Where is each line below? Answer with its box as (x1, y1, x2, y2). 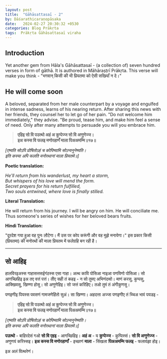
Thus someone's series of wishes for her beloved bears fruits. (5, 213, 133, 219)
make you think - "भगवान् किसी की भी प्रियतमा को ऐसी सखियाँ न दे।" (5, 73, 122, 79)
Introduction (5, 49, 45, 57)
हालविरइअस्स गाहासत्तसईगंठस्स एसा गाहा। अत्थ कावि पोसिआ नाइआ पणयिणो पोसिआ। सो (5, 270, 145, 277)
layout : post (5, 7, 32, 12)
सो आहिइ (5, 257, 26, 266)
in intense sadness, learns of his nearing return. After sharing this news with (5, 106, 162, 112)
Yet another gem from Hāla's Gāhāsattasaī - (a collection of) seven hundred (5, 62, 161, 68)
